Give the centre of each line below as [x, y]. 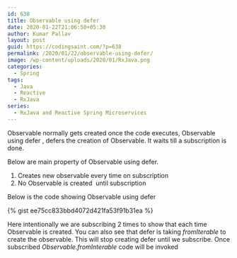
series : [19, 106]
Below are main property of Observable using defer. [83, 162]
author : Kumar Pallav [39, 34]
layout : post [27, 40]
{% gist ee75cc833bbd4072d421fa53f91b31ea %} [80, 211]
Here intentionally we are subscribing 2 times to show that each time [107, 224]
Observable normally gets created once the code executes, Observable [111, 133]
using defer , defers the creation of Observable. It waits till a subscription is [117, 140]
